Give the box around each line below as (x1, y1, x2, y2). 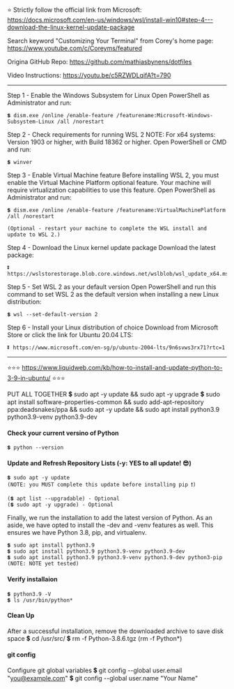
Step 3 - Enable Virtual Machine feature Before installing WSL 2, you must (7, 171, 219, 179)
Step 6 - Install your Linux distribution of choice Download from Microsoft (7, 323, 219, 332)
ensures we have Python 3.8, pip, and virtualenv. (7, 528, 147, 537)
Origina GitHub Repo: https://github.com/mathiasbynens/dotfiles (7, 58, 192, 66)
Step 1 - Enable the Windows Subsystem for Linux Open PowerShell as (7, 91, 210, 99)
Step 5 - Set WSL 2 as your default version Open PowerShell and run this (7, 283, 217, 291)
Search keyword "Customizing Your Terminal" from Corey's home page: (7, 37, 214, 45)
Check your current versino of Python (7, 429, 120, 437)
